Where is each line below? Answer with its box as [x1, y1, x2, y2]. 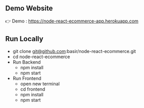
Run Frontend [12, 75, 42, 81]
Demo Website [5, 4, 53, 13]
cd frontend [20, 86, 45, 92]
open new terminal [20, 80, 60, 87]
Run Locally [5, 35, 43, 43]
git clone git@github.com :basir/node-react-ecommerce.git [12, 48, 136, 54]
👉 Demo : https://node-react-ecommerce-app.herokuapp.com [5, 18, 139, 24]
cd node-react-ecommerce [12, 53, 70, 60]
